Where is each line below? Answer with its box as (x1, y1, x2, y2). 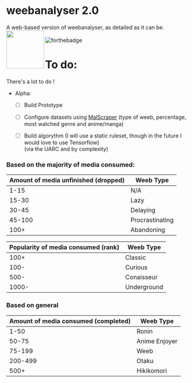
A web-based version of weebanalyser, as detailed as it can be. (6, 24, 164, 31)
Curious (125, 263, 148, 271)
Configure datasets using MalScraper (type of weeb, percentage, (24, 113, 187, 121)
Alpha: (14, 89, 31, 97)
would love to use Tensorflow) (24, 139, 100, 146)
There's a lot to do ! (6, 78, 55, 85)
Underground (125, 283, 164, 291)
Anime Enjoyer (136, 337, 178, 345)
